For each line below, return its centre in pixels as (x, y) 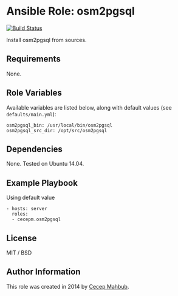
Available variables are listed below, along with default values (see (89, 107)
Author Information (43, 272)
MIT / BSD (19, 253)
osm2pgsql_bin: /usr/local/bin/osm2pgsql (60, 125)
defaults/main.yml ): (31, 114)
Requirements (33, 59)
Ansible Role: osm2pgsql (70, 11)
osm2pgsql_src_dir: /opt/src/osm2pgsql (57, 130)
